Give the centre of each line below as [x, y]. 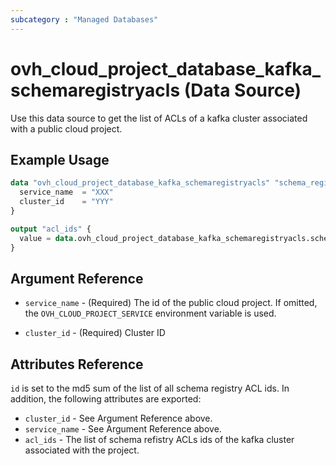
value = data [46, 238]
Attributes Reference [77, 364]
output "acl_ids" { [51, 229]
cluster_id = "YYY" [66, 202]
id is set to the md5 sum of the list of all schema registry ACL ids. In [150, 388]
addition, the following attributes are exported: [106, 399]
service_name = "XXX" [66, 192]
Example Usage [60, 159]
